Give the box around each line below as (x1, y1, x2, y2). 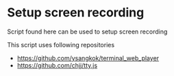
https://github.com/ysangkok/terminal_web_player (16, 53, 160, 62)
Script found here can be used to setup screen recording (7, 27, 168, 36)
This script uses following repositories (7, 40, 115, 49)
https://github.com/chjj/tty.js (16, 61, 98, 69)
